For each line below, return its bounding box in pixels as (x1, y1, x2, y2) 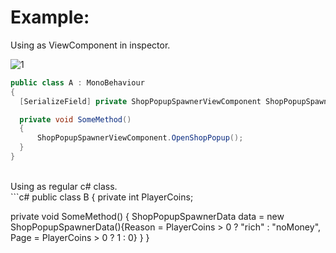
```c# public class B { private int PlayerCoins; (10, 191, 194, 203)
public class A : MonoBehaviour (10, 77, 145, 88)
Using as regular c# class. (10, 180, 118, 192)
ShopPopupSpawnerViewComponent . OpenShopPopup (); (36, 133, 244, 143)
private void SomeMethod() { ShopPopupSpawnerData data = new (10, 210, 285, 222)
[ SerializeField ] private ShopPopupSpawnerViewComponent (19, 96, 262, 106)
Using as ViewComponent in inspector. (10, 39, 171, 51)
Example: (10, 6, 90, 29)
